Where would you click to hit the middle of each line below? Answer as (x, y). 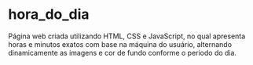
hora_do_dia (49, 14)
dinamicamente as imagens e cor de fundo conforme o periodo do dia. (123, 52)
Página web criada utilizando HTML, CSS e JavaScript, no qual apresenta (127, 36)
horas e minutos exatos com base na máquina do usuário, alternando (120, 44)
